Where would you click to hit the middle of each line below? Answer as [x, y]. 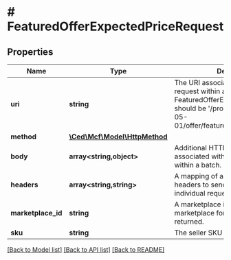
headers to [192, 185]
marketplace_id [36, 213]
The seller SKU [198, 233]
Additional [191, 148]
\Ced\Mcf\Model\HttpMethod [118, 137]
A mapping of [196, 176]
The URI [187, 83]
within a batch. [198, 165]
